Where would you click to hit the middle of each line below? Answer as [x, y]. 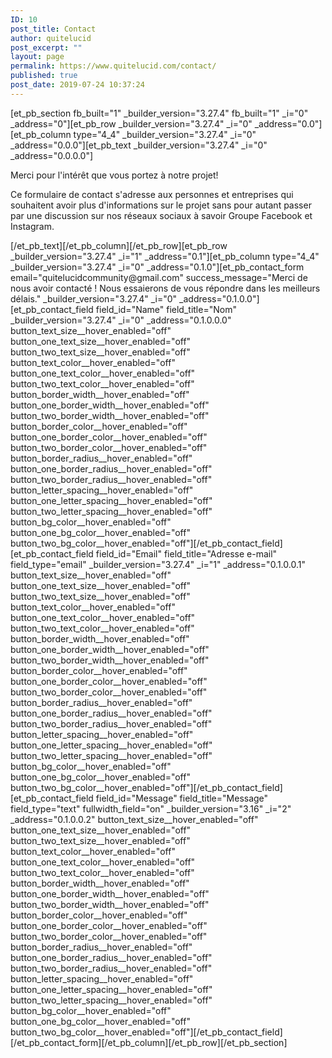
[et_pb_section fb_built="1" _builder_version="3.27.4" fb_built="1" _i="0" [159, 113]
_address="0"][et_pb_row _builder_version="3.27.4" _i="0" [131, 123]
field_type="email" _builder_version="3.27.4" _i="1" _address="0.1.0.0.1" [158, 564]
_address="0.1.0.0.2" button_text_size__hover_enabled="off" [134, 819]
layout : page [37, 57]
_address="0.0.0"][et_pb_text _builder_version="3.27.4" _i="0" [139, 145]
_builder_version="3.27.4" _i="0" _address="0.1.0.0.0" [121, 320]
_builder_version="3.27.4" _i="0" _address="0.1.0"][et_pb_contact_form [157, 267]
